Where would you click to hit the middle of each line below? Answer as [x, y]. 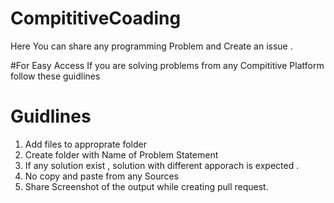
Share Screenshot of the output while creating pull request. [146, 186]
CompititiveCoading [96, 18]
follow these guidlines [55, 76]
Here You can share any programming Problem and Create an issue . [151, 46]
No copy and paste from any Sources [102, 176]
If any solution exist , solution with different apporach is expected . [162, 165]
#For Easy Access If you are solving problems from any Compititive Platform [167, 65]
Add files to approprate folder [86, 144]
